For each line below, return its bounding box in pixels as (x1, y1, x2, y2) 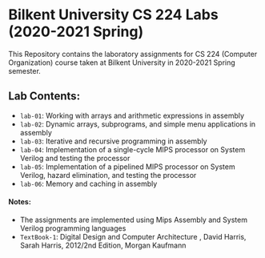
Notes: (8, 197, 32, 207)
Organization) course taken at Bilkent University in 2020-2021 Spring (8, 58, 236, 67)
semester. (8, 66, 42, 75)
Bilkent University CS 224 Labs (8, 6, 219, 24)
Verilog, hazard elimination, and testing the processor (19, 170, 197, 179)
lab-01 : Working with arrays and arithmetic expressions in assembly (19, 111, 245, 120)
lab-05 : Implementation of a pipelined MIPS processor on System (19, 162, 235, 171)
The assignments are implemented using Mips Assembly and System (19, 215, 248, 224)
